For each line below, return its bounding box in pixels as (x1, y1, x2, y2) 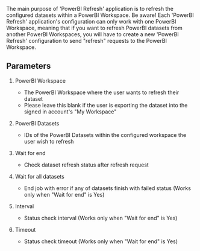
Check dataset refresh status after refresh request (23, 161, 149, 168)
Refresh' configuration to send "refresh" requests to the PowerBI (6, 37, 167, 44)
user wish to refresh (23, 138, 74, 145)
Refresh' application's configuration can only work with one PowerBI (6, 18, 177, 25)
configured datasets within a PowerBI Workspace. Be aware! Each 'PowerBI (6, 11, 194, 19)
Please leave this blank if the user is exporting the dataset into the (23, 101, 188, 109)
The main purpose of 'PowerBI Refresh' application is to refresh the (6, 5, 173, 12)
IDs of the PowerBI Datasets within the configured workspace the (23, 131, 187, 138)
